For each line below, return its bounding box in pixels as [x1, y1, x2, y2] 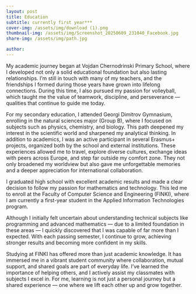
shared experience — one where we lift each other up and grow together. [6, 281, 183, 288]
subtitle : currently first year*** [6, 19, 93, 25]
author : [6, 46, 25, 53]
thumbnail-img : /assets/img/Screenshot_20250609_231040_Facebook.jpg [6, 30, 179, 36]
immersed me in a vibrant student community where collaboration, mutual [6, 257, 184, 264]
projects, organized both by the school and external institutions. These [6, 141, 176, 149]
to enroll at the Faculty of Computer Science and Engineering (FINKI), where [6, 191, 190, 198]
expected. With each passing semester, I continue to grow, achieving [6, 233, 172, 240]
